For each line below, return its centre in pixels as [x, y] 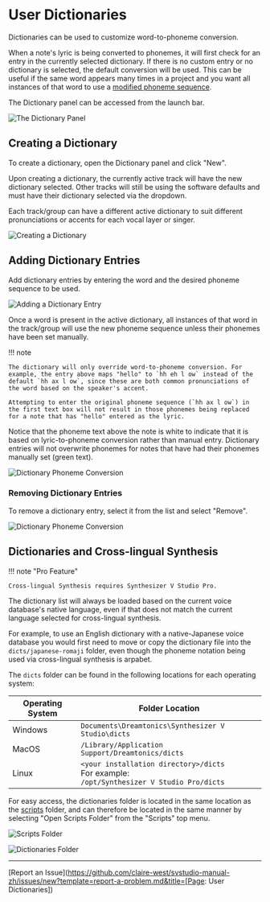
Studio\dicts [105, 733]
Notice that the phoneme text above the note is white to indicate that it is [129, 431]
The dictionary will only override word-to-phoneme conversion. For [125, 367]
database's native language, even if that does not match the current [121, 609]
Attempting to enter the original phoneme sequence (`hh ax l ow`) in [129, 402]
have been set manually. [49, 336]
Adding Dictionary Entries [74, 260]
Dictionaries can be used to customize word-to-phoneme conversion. [123, 37]
